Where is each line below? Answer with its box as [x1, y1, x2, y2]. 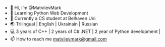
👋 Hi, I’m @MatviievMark [10, 5, 62, 10]
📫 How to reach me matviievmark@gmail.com [10, 36, 107, 42]
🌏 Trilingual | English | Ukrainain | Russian [10, 21, 98, 27]
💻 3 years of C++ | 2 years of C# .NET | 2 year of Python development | [10, 28, 160, 34]
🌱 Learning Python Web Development [10, 10, 88, 16]
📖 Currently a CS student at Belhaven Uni [10, 15, 96, 21]
